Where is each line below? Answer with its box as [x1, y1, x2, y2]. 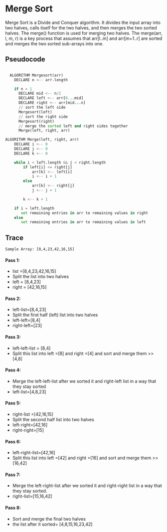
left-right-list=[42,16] [12, 450, 56, 456]
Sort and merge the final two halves [12, 516, 86, 522]
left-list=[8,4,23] [12, 307, 46, 313]
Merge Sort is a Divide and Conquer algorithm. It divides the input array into [5, 19, 161, 25]
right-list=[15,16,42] [12, 493, 52, 499]
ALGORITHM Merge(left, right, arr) [5, 137, 79, 142]
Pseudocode [5, 55, 46, 64]
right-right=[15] [12, 427, 44, 433]
